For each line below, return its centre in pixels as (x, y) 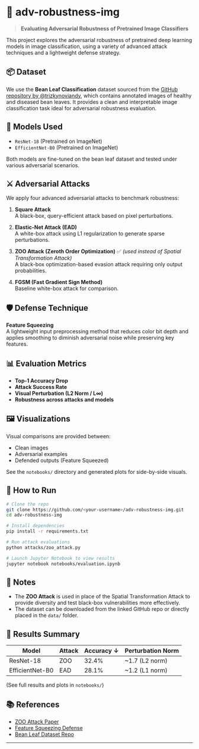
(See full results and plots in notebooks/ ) (55, 685)
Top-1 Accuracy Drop (41, 381)
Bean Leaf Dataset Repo (44, 734)
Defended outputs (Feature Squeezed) (62, 460)
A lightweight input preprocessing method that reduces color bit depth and (97, 332)
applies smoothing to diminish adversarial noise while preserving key (90, 338)
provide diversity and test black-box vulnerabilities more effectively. (97, 603)
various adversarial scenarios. (43, 165)
